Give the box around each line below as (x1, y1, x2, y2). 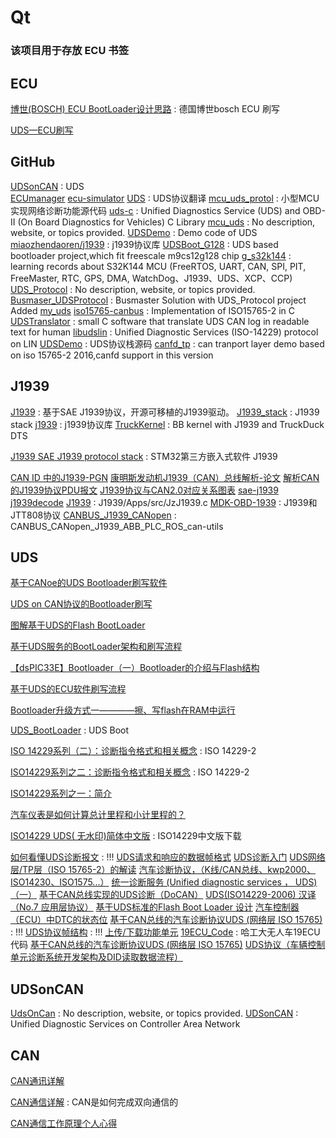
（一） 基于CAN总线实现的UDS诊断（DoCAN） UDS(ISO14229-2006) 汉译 (10, 889, 317, 901)
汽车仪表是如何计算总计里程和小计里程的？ (10, 809, 186, 821)
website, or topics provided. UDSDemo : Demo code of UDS (10, 226, 258, 238)
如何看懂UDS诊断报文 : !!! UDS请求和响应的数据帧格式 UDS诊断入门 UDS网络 (10, 851, 326, 863)
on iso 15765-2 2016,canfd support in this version (10, 349, 214, 361)
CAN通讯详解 (10, 1074, 65, 1086)
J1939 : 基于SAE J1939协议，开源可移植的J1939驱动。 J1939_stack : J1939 (10, 406, 320, 418)
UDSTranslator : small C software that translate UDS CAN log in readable (10, 315, 310, 327)
